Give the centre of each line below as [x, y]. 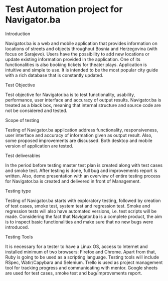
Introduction [18, 33]
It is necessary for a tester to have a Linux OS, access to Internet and [76, 246]
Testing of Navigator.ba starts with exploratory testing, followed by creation [83, 200]
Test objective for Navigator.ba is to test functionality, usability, [70, 94]
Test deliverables [23, 155]
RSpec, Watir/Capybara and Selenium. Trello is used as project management [84, 262]
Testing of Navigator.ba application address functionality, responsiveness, [82, 130]
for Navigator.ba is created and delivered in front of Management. [73, 181]
